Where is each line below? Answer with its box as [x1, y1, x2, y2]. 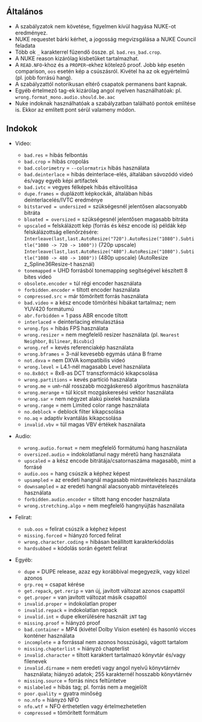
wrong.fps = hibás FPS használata [24, 324, 109, 331]
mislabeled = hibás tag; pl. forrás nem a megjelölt [24, 683, 148, 691]
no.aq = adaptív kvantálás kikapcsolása [24, 414, 122, 421]
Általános [6, 7, 43, 17]
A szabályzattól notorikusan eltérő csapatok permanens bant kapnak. [14, 80, 188, 88]
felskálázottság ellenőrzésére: [24, 228, 99, 235]
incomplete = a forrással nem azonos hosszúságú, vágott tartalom [24, 638, 189, 645]
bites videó [24, 273, 52, 280]
